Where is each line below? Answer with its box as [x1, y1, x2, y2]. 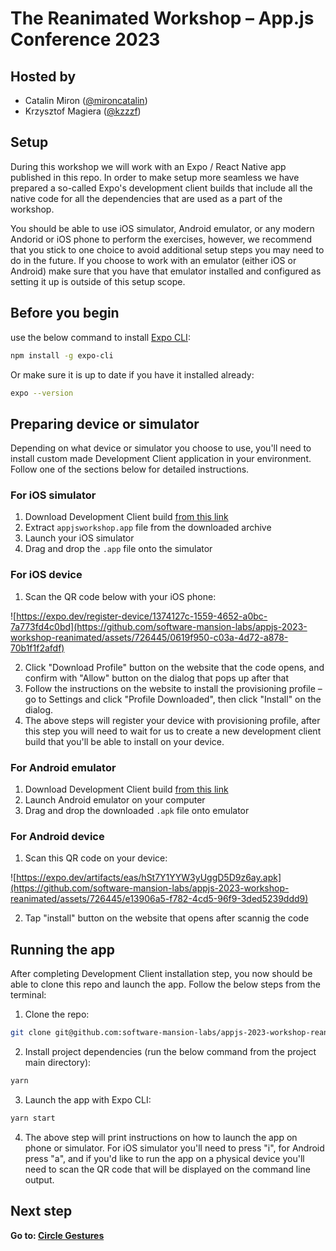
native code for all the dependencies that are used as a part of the [10, 192, 283, 204]
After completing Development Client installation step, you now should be [10, 968, 313, 980]
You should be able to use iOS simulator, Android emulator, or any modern [10, 222, 315, 234]
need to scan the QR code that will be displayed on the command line [24, 1163, 311, 1175]
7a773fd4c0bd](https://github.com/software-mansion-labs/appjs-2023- [10, 620, 308, 632]
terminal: [10, 989, 47, 1001]
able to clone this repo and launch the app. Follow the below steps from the [10, 978, 321, 991]
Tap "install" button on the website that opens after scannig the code [24, 912, 310, 924]
